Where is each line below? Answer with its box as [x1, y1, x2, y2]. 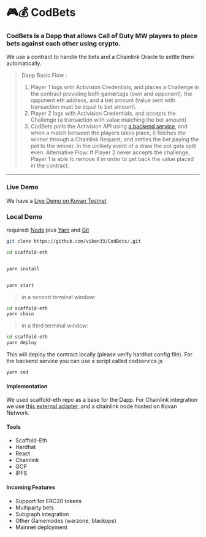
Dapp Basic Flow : [21, 72, 67, 79]
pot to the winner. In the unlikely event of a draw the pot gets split [30, 143, 196, 150]
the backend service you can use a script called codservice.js [6, 358, 163, 365]
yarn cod [6, 369, 29, 375]
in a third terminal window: [21, 322, 89, 329]
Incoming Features [6, 484, 55, 491]
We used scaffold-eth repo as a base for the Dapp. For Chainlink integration [6, 396, 198, 404]
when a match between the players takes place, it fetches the [30, 129, 186, 136]
